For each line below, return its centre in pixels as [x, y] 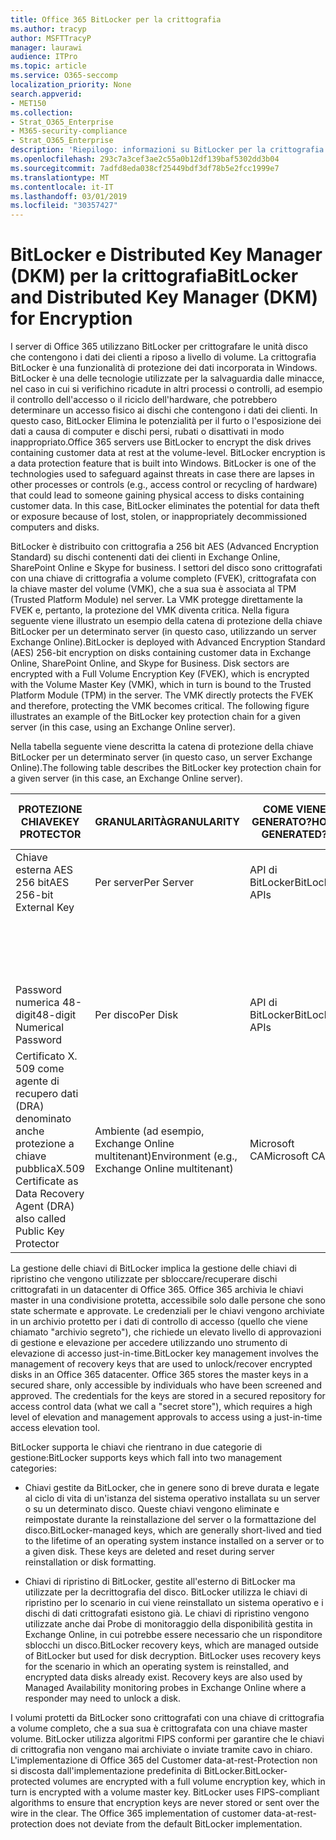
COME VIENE [294, 809]
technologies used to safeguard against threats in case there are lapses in [162, 474]
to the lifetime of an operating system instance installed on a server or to [174, 1541]
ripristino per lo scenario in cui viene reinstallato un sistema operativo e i [174, 1603]
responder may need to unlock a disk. [102, 1698]
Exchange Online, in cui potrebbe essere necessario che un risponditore [173, 1635]
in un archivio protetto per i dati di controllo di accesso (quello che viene [159, 1322]
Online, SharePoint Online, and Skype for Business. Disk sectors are [150, 663]
